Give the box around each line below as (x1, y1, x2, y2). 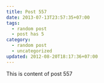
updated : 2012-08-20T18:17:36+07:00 (6, 54, 98, 60)
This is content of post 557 (6, 70, 73, 77)
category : (6, 37, 31, 43)
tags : (6, 20, 20, 26)
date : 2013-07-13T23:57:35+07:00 (6, 14, 90, 20)
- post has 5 (11, 31, 44, 37)
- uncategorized (11, 48, 52, 54)
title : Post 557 (6, 8, 47, 15)
